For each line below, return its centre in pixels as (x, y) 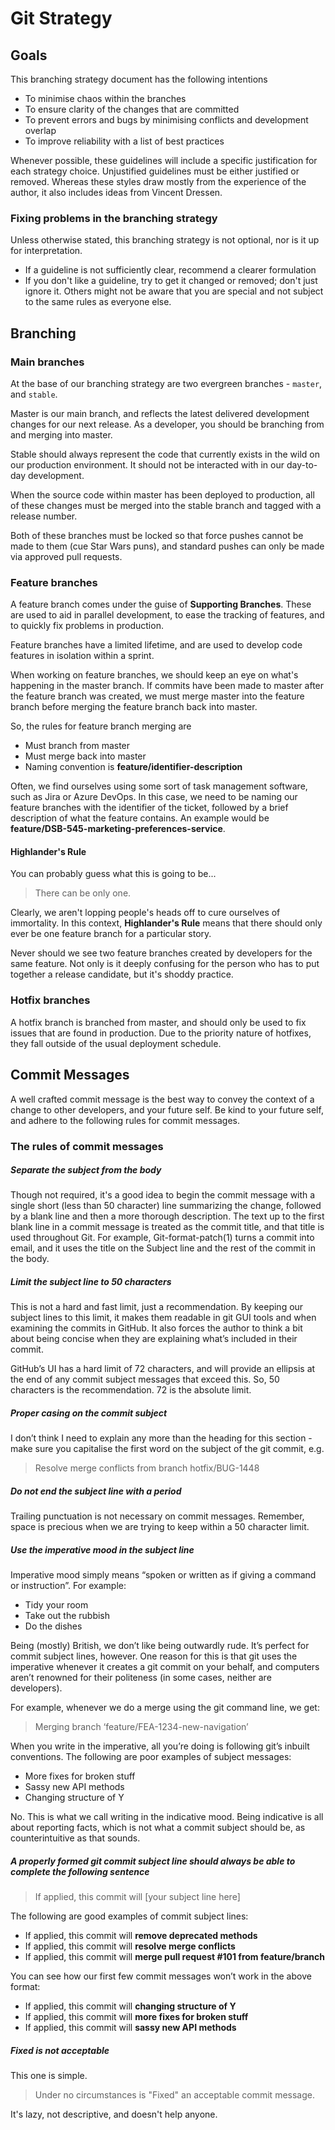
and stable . (34, 394)
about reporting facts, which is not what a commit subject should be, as (158, 1828)
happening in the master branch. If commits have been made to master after (167, 686)
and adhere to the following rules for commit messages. (125, 1120)
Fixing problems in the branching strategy (114, 218)
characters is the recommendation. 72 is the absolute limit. (131, 1390)
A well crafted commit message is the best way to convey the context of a (162, 1099)
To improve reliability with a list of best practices (124, 141)
